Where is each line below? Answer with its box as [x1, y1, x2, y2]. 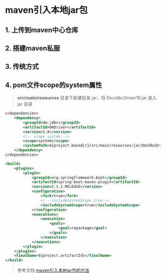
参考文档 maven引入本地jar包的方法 [17, 268, 90, 274]
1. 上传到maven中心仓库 [5, 26, 79, 34]
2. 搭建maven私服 [5, 44, 60, 52]
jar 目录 [17, 101, 33, 107]
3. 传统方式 [5, 62, 39, 71]
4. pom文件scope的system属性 [5, 81, 102, 89]
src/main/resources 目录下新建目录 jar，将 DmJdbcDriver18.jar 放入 [17, 95, 157, 101]
